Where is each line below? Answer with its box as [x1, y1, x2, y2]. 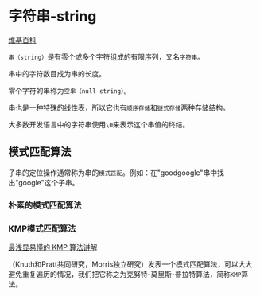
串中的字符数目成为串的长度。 [8, 68, 106, 78]
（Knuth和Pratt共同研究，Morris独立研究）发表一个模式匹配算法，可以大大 [8, 259, 253, 269]
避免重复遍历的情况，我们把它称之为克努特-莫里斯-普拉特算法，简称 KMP [8, 269, 242, 278]
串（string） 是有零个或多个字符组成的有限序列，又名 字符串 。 [8, 52, 205, 61]
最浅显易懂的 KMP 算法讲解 [8, 242, 98, 251]
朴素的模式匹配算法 [8, 200, 82, 211]
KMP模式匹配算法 [8, 223, 76, 234]
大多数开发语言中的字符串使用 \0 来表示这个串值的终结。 [8, 119, 190, 129]
